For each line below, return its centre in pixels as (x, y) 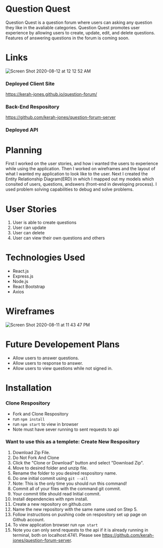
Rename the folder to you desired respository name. (65, 473)
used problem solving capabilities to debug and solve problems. (70, 189)
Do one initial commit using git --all (50, 478)
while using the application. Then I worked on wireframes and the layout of (81, 169)
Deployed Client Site (30, 84)
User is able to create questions (45, 223)
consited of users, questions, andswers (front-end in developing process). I (81, 184)
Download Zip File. (31, 452)
